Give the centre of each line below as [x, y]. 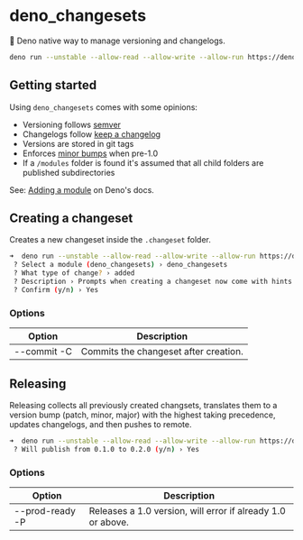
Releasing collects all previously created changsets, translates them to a [143, 405]
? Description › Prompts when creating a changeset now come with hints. [155, 282]
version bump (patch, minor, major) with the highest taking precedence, [143, 415]
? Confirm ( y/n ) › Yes [56, 289]
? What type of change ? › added [74, 273]
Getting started [53, 85]
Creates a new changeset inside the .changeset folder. [110, 240]
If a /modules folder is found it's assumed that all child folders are [143, 162]
